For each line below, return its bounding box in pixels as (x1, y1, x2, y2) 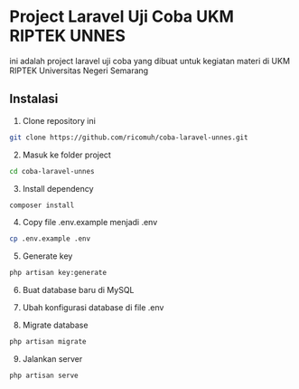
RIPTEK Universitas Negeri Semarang (9, 65, 149, 76)
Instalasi (9, 91, 59, 107)
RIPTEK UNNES (9, 25, 126, 46)
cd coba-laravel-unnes (9, 166, 95, 176)
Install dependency (22, 183, 94, 194)
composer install (9, 201, 75, 210)
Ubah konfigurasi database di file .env (22, 302, 164, 313)
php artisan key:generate (9, 269, 107, 278)
